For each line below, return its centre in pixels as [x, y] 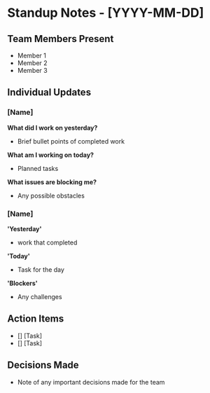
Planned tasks [38, 168]
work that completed [47, 242]
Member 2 [32, 63]
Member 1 [32, 55]
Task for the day [41, 269]
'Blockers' [22, 283]
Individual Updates [49, 92]
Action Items [36, 319]
